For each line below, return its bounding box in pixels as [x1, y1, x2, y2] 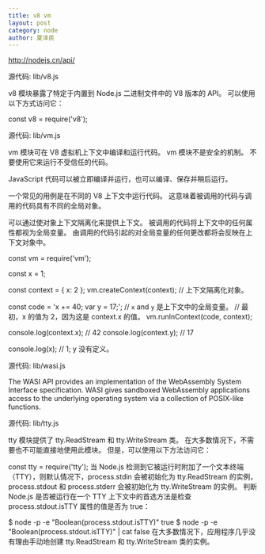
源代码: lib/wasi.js [8, 361, 66, 371]
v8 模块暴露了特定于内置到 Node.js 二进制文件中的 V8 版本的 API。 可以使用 [8, 89, 256, 98]
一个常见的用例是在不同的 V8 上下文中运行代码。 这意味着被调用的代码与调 [8, 191, 252, 201]
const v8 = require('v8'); [8, 114, 89, 124]
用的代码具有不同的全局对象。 [8, 201, 105, 211]
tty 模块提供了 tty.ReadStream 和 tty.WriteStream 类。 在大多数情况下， [8, 435, 240, 445]
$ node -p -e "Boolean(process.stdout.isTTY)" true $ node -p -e [8, 518, 218, 527]
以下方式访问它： [8, 98, 64, 108]
